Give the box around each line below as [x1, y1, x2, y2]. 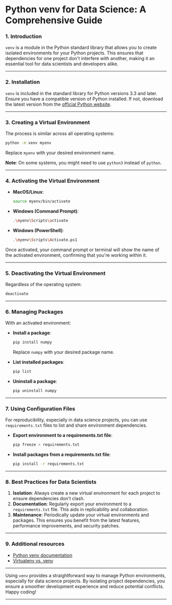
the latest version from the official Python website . [5, 101, 112, 107]
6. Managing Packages [5, 308, 63, 315]
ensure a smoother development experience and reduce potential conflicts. [5, 583, 164, 589]
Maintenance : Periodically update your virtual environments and [12, 512, 149, 518]
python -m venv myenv [5, 140, 52, 146]
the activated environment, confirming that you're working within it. [5, 252, 147, 258]
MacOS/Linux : [12, 189, 44, 195]
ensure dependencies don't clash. [12, 496, 85, 502]
